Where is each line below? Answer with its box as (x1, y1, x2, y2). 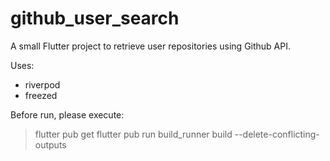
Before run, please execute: (10, 108, 125, 121)
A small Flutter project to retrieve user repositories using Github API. (10, 40, 292, 52)
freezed (24, 89, 58, 101)
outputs (34, 138, 67, 151)
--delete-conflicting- (234, 128, 320, 140)
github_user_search (10, 7, 180, 30)
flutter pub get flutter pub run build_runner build (34, 128, 233, 140)
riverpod (24, 78, 61, 91)
